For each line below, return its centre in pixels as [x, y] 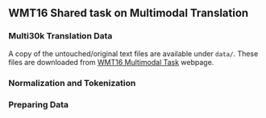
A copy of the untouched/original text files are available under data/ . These [133, 53]
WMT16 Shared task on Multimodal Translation [129, 13]
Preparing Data [39, 104]
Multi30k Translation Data [60, 36]
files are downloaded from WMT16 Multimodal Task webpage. [111, 62]
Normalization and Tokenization [72, 83]
